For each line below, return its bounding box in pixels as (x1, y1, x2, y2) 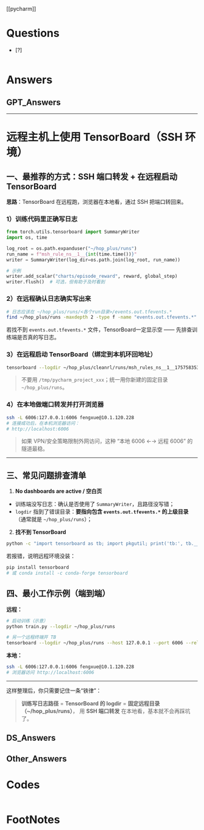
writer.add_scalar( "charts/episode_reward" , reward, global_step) (6, 273, 178, 280)
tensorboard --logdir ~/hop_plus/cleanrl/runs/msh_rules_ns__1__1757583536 (6, 364, 202, 371)
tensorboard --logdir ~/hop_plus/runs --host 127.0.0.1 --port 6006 (6, 640, 183, 646)
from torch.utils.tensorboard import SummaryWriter (6, 229, 140, 235)
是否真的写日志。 (16, 334, 59, 341)
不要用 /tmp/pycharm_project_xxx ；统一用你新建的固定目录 (21, 376, 168, 383)
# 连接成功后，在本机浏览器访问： (6, 420, 80, 427)
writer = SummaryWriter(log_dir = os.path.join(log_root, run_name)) (6, 257, 181, 263)
